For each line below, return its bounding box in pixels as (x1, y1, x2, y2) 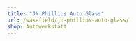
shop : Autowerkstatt (7, 23, 68, 30)
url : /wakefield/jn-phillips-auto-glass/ (7, 17, 130, 24)
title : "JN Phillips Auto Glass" (7, 10, 105, 17)
